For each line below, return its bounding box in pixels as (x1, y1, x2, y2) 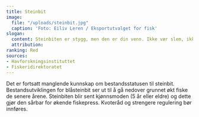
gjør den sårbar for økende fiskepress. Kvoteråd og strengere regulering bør (6, 99, 192, 106)
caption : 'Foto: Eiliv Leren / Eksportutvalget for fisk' (11, 25, 158, 31)
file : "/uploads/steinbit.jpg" (11, 20, 89, 26)
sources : (6, 53, 28, 59)
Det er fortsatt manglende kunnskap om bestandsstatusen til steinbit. (6, 80, 175, 87)
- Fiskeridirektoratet (6, 64, 62, 70)
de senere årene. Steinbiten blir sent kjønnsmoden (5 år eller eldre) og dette (6, 93, 191, 100)
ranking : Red (6, 48, 38, 53)
